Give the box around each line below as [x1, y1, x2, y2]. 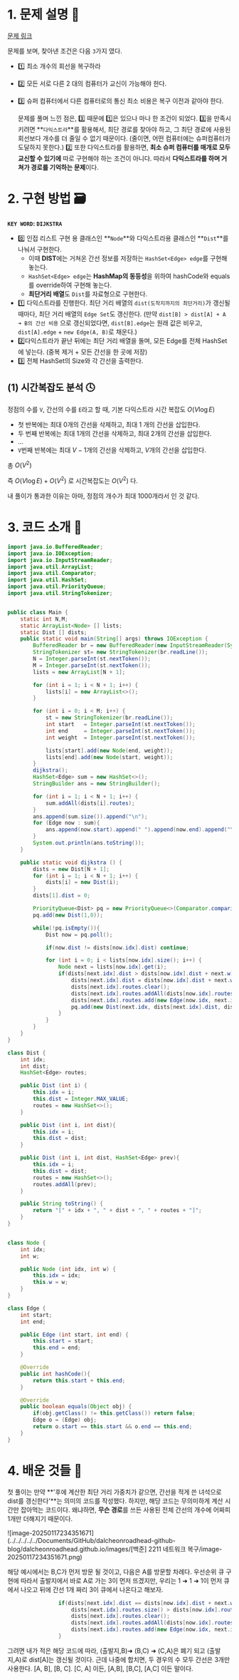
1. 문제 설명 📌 [7, 6, 80, 23]
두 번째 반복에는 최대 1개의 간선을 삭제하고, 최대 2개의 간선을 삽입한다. [17, 429, 212, 437]
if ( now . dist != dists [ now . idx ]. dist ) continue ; [45, 944, 190, 951]
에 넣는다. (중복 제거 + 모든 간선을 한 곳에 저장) [17, 347, 148, 356]
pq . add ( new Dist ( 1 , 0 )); [33, 911, 103, 919]
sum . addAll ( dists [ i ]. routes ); [45, 800, 135, 807]
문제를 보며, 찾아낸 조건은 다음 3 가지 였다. [7, 46, 122, 55]
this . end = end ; [33, 1344, 81, 1352]
